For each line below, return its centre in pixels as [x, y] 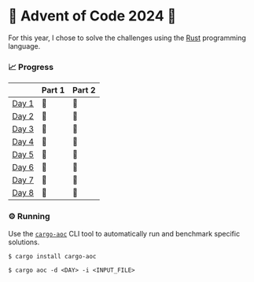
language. [24, 46]
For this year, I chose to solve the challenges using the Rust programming [127, 38]
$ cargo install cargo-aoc [52, 256]
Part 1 [53, 90]
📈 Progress [31, 67]
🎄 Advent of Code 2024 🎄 [92, 16]
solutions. [24, 242]
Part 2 [84, 90]
